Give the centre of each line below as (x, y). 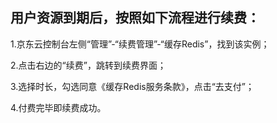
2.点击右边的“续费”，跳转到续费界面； (88, 65)
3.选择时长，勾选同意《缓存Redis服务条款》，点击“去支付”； (132, 86)
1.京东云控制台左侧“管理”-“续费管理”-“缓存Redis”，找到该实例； (140, 44)
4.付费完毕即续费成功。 (58, 107)
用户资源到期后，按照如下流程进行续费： (135, 18)
